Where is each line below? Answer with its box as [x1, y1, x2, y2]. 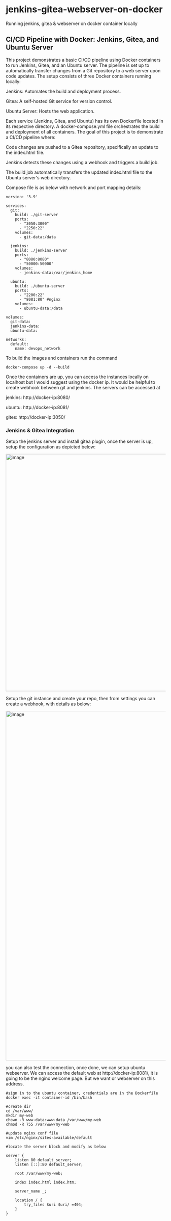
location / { [15, 1198, 43, 1203]
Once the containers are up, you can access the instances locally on [6, 374, 149, 380]
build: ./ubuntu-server [15, 283, 65, 288]
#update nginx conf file [6, 1131, 58, 1136]
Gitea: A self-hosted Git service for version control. [6, 98, 112, 104]
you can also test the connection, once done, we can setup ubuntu [6, 1065, 146, 1071]
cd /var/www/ [6, 1108, 33, 1114]
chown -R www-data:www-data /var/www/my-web [6, 1118, 101, 1123]
